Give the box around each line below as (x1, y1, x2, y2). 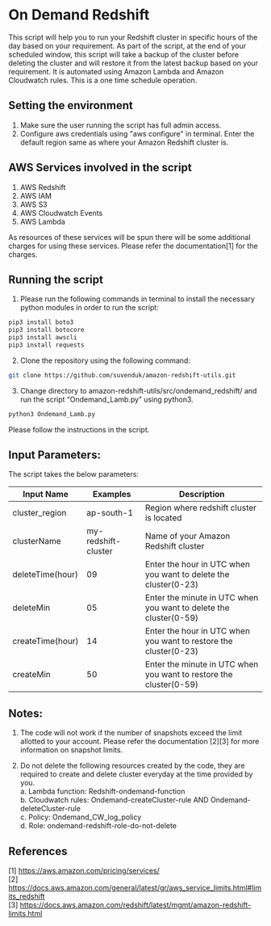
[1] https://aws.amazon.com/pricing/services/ (8, 866, 160, 876)
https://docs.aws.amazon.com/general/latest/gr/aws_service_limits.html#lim (8, 883, 262, 893)
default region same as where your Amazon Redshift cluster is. (19, 137, 229, 147)
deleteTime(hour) (12, 569, 79, 580)
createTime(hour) (12, 636, 79, 647)
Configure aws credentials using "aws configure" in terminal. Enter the (19, 128, 255, 138)
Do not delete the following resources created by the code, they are (19, 761, 245, 771)
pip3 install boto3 (8, 318, 74, 326)
